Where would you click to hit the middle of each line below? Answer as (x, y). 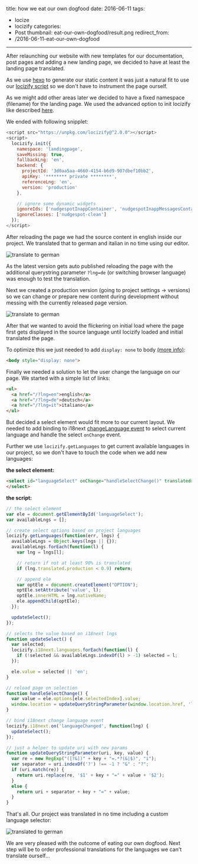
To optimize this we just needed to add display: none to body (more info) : (96, 350)
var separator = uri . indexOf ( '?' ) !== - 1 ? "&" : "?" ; (80, 764)
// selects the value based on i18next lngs (62, 633)
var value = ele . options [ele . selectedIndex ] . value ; (76, 699)
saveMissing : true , (41, 154)
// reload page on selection (42, 688)
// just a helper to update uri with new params (67, 747)
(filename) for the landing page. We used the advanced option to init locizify (98, 104)
